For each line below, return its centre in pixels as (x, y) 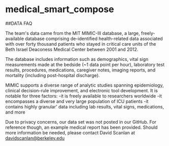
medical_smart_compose (60, 9)
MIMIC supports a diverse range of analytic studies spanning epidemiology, (84, 85)
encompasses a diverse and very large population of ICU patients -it (77, 101)
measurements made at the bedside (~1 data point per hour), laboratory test (85, 64)
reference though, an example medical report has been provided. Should (81, 127)
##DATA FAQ (19, 23)
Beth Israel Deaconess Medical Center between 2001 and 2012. (72, 49)
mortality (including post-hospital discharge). (53, 75)
